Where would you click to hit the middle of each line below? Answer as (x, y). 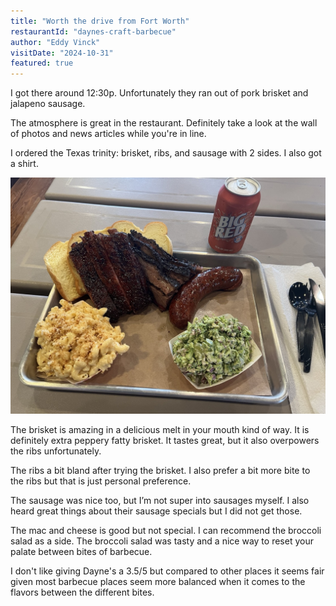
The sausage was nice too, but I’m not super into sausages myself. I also (160, 501)
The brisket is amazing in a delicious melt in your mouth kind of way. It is (160, 430)
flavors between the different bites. (82, 592)
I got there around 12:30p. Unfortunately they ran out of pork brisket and (159, 93)
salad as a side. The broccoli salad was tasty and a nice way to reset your (162, 541)
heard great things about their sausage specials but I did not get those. (156, 511)
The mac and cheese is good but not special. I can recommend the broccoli (166, 531)
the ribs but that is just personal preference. (101, 481)
